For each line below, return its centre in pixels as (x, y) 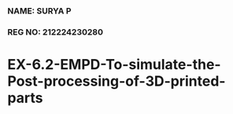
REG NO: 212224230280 (55, 31)
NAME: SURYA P (39, 11)
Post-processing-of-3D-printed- (116, 81)
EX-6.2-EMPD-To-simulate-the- (114, 65)
